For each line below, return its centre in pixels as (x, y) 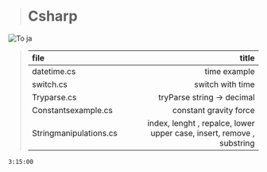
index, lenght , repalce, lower (201, 123)
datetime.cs (54, 71)
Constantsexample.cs (72, 110)
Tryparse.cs (54, 97)
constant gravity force (213, 110)
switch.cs (49, 84)
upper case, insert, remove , (203, 133)
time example (230, 71)
